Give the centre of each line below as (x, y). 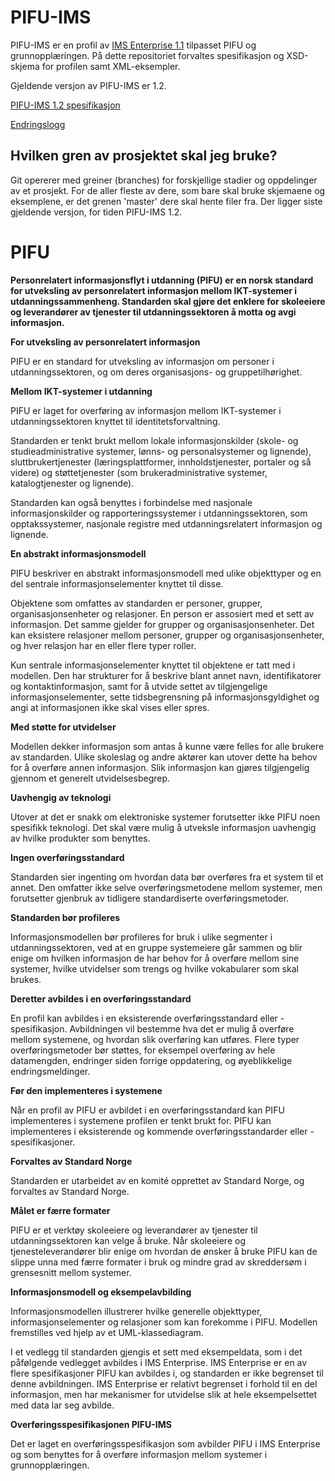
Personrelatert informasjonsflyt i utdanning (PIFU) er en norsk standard (162, 280)
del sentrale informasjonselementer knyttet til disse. (117, 583)
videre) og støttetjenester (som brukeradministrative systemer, (139, 472)
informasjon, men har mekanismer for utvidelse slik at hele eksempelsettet (164, 1394)
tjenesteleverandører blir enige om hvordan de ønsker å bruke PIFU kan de (164, 1251)
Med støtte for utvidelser (63, 727)
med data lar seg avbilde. (62, 1405)
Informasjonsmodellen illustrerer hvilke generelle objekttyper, (136, 1311)
